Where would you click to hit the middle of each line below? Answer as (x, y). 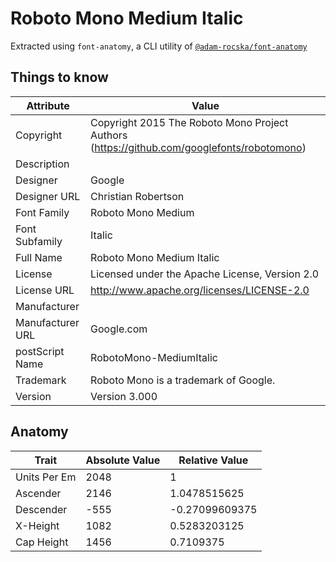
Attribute (48, 105)
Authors (109, 135)
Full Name (39, 257)
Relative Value (213, 460)
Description (42, 164)
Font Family (42, 212)
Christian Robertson (137, 196)
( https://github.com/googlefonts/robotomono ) (198, 147)
